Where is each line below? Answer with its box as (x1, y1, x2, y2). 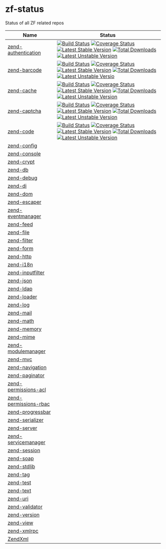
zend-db (7, 166, 29, 173)
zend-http (7, 253, 32, 260)
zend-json (7, 277, 32, 284)
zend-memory (7, 326, 42, 332)
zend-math (7, 317, 35, 324)
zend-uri (7, 495, 29, 502)
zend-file (7, 229, 30, 236)
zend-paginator (7, 372, 45, 379)
